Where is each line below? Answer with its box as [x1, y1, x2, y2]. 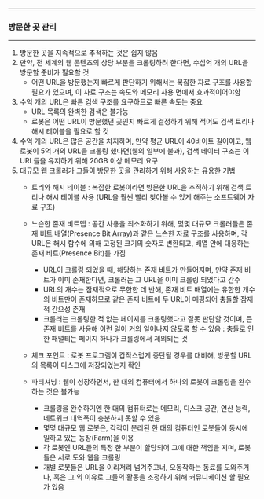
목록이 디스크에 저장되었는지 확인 [39, 361, 141, 370]
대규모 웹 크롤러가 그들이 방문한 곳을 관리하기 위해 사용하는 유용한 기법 [19, 166, 236, 175]
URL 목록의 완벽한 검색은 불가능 [31, 107, 130, 116]
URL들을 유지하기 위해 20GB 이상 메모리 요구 [19, 156, 159, 166]
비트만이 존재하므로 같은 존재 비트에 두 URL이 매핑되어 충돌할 [51, 295, 240, 304]
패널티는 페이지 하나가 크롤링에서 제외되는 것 [51, 334, 189, 343]
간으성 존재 [51, 304, 86, 314]
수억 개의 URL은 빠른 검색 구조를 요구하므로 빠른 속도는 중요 [19, 97, 203, 107]
